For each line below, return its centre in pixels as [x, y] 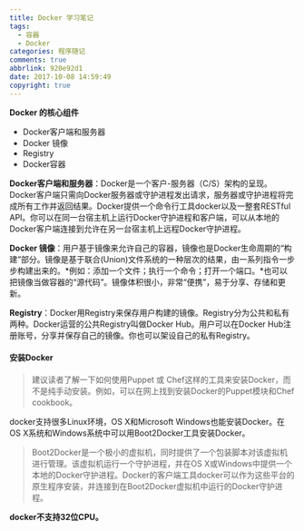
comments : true [38, 60]
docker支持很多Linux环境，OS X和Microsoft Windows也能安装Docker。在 [147, 421]
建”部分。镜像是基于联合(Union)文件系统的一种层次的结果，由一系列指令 [144, 259]
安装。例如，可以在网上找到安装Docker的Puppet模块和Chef [183, 390]
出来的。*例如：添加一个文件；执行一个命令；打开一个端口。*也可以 [161, 270]
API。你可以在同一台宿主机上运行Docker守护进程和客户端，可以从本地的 [144, 217]
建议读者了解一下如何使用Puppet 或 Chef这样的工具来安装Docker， [157, 379]
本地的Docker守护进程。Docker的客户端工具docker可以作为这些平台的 [163, 475]
